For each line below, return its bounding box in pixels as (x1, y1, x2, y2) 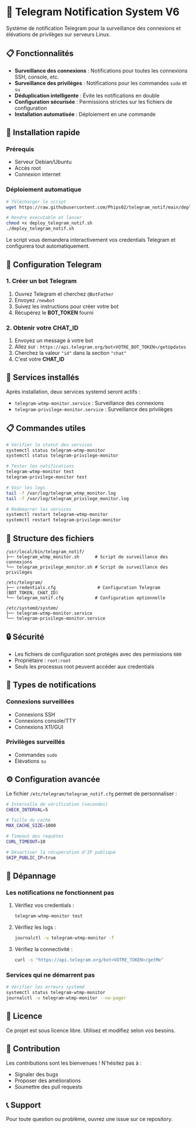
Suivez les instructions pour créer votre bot (14, 303, 118, 310)
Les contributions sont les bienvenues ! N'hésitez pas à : (6, 1059, 142, 1067)
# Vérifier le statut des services (6, 442, 93, 447)
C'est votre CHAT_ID (14, 356, 65, 363)
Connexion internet (14, 171, 61, 178)
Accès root (14, 165, 41, 172)
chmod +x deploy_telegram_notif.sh (6, 220, 93, 226)
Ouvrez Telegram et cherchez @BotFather (14, 290, 114, 298)
